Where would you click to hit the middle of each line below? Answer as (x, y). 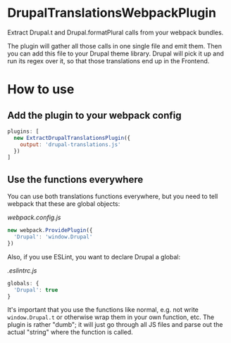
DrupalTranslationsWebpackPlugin (112, 13)
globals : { (23, 283)
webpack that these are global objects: (64, 204)
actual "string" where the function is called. (70, 332)
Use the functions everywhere (75, 180)
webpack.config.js (34, 218)
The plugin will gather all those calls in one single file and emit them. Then (115, 46)
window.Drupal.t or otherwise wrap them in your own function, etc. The (111, 317)
